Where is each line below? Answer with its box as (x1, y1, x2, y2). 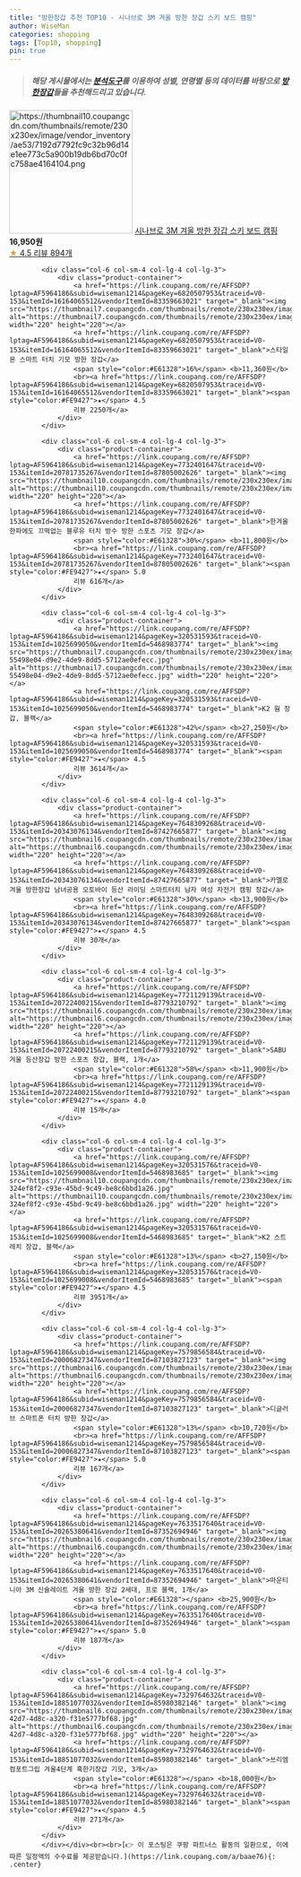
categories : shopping (9, 30, 90, 39)
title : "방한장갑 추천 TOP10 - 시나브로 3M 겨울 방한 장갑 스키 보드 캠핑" (9, 13, 257, 22)
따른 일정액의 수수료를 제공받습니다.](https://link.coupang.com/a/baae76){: (9, 1853, 276, 1862)
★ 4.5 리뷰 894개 (9, 248, 73, 258)
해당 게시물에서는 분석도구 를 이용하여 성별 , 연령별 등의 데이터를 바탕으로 (30, 75, 280, 86)
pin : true (9, 47, 47, 56)
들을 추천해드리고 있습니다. (53, 86, 147, 97)
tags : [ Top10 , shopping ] (9, 38, 102, 48)
